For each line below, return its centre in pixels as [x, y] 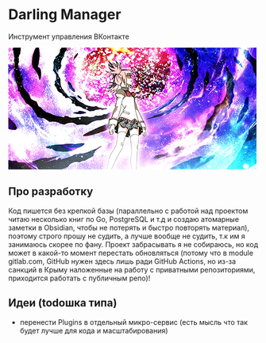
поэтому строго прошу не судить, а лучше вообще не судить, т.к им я [127, 236]
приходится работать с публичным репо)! [79, 278]
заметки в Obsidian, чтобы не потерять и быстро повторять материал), [129, 227]
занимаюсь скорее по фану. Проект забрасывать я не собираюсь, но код [133, 244]
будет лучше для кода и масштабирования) [94, 330]
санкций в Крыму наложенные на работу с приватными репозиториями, [132, 269]
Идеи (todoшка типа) [63, 303]
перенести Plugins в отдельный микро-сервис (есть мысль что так [134, 322]
